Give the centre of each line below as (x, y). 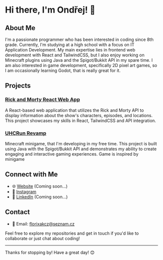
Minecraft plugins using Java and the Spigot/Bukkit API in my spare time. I (79, 60)
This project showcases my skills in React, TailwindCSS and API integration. (81, 121)
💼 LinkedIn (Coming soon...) (40, 197)
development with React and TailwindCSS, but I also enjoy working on (75, 55)
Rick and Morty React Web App (42, 100)
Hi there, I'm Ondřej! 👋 (50, 10)
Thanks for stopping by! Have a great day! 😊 (50, 252)
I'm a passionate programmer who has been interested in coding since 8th (79, 39)
